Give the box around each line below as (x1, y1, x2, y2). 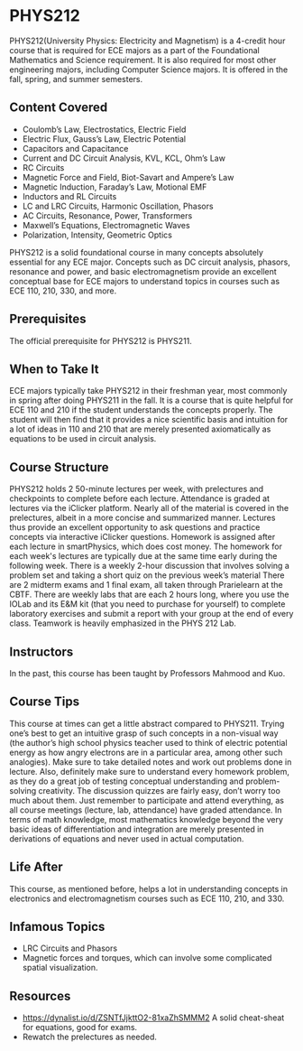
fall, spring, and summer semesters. (9, 73, 143, 84)
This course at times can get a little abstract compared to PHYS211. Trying (9, 718, 285, 729)
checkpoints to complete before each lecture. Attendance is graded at (9, 493, 271, 504)
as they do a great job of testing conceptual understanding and (9, 776, 243, 786)
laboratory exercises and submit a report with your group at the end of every (9, 609, 294, 619)
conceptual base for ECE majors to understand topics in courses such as (9, 275, 280, 286)
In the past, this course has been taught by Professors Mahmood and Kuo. (9, 668, 286, 678)
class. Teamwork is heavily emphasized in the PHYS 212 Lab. (9, 618, 237, 628)
